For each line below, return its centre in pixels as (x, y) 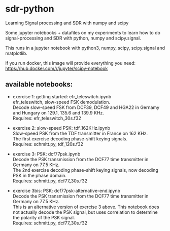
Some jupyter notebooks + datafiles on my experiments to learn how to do (83, 32)
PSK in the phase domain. (40, 175)
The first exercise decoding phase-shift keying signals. (70, 139)
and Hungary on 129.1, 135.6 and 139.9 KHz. (58, 112)
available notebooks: (39, 84)
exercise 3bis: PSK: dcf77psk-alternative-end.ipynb (66, 190)
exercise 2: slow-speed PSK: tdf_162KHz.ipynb (61, 128)
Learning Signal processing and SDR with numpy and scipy (67, 23)
